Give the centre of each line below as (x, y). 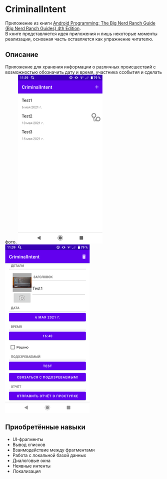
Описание (22, 55)
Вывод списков (29, 444)
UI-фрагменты (28, 439)
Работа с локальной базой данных (49, 455)
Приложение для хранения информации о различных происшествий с (80, 66)
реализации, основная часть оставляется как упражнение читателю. (79, 39)
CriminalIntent (35, 9)
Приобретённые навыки (45, 427)
